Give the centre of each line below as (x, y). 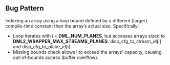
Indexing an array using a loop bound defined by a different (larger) (76, 20)
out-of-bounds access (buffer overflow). (56, 57)
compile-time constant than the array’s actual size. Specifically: (72, 26)
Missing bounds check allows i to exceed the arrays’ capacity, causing (87, 52)
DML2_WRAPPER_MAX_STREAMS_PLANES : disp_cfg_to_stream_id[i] (87, 41)
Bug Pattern (25, 8)
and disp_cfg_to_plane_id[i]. (42, 46)
